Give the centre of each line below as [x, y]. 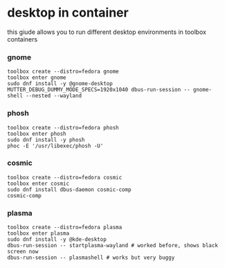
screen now [23, 252]
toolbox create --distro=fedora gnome [63, 72]
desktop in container [68, 13]
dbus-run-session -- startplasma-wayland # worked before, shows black [112, 246]
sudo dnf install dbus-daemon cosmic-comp [69, 189]
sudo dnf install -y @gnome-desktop [60, 84]
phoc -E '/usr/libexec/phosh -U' [55, 146]
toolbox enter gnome [37, 78]
